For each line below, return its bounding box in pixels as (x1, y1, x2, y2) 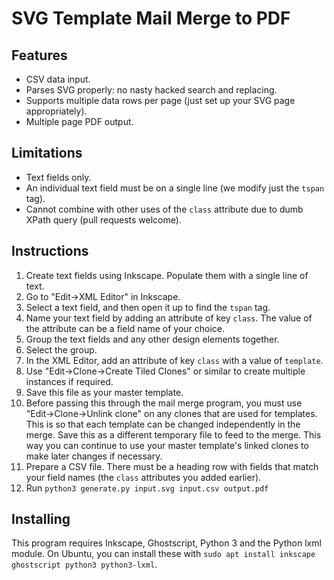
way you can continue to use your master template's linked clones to (25, 439, 309, 451)
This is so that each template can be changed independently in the (25, 418, 301, 430)
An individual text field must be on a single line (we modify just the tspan (25, 182, 325, 194)
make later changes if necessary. (25, 450, 163, 462)
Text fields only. (25, 171, 92, 183)
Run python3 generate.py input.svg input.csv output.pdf (25, 482, 269, 494)
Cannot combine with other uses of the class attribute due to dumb (25, 203, 304, 215)
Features (11, 47, 68, 64)
